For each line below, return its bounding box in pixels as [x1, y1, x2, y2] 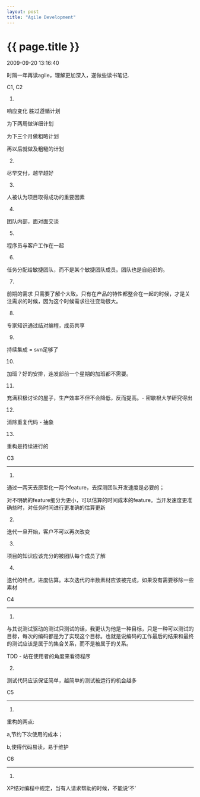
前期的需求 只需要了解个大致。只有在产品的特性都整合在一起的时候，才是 [7, 290, 185, 297]
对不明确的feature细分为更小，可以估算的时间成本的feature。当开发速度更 [7, 497, 188, 504]
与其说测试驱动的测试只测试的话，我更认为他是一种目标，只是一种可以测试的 [7, 625, 194, 632]
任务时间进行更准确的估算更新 [32, 504, 106, 512]
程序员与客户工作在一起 [7, 242, 64, 249]
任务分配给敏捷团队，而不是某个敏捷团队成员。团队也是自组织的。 [7, 266, 168, 274]
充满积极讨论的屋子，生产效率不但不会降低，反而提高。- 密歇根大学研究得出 [7, 394, 193, 401]
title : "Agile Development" [7, 14, 77, 20]
